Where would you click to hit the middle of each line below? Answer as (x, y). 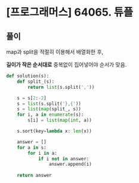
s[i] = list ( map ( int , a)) (60, 121)
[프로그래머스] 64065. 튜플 (69, 12)
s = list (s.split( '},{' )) (49, 103)
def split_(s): (36, 82)
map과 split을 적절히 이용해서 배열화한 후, (55, 52)
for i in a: (43, 153)
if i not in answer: (64, 159)
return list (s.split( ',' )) (61, 87)
